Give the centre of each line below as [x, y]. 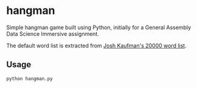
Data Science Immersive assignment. [53, 33]
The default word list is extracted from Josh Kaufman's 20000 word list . [96, 46]
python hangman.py [29, 79]
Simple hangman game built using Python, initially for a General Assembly [99, 27]
